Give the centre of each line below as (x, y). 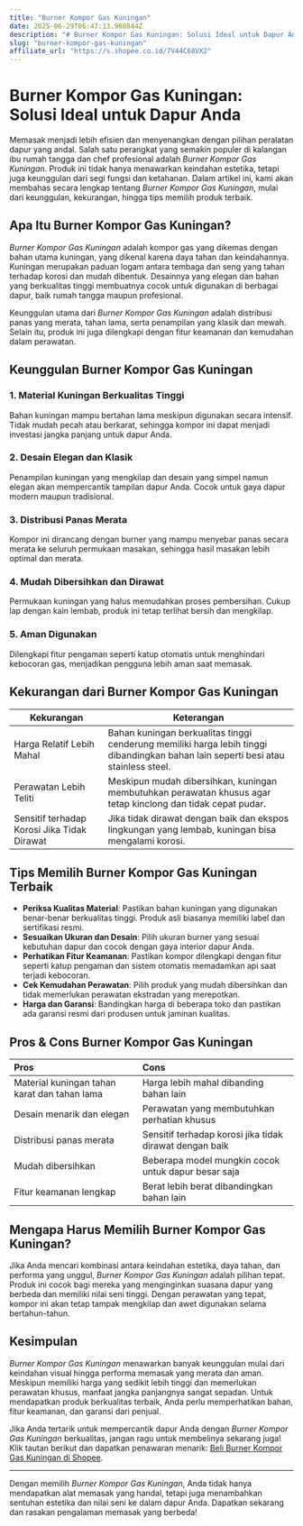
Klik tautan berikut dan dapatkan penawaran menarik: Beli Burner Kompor (146, 1448)
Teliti (24, 798)
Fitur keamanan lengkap (65, 1192)
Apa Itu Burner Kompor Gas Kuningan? (120, 226)
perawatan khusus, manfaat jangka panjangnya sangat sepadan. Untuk (141, 1392)
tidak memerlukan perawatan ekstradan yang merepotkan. (131, 995)
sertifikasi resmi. (53, 927)
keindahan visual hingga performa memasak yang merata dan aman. (137, 1373)
